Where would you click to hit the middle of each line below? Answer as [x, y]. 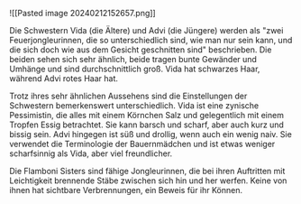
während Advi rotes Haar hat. [64, 79]
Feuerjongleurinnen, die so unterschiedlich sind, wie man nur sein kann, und [151, 40]
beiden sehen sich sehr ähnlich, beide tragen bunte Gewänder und [133, 59]
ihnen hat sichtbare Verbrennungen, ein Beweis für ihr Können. [126, 190]
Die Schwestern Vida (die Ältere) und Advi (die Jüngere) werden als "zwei [146, 30]
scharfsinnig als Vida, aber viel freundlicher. [91, 153]
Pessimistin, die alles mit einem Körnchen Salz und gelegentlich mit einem [146, 115]
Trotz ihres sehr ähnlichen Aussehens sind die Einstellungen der [128, 96]
